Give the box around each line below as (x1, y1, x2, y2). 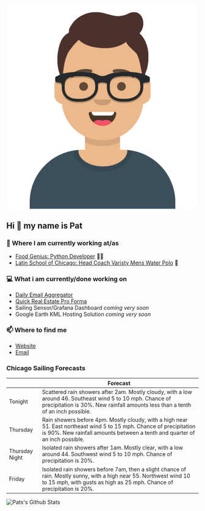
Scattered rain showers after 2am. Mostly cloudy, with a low (41, 388, 192, 395)
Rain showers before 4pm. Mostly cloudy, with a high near (41, 416, 188, 424)
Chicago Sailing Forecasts (6, 363, 85, 372)
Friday (9, 475, 25, 483)
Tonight (9, 398, 29, 406)
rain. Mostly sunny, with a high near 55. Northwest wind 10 (41, 472, 190, 479)
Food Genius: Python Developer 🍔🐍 (15, 252, 104, 260)
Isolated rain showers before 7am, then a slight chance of (41, 465, 187, 473)
